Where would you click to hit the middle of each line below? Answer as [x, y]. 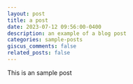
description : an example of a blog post [67, 33]
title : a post [28, 20]
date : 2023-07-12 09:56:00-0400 [54, 27]
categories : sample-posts [45, 40]
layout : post [26, 14]
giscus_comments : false [42, 46]
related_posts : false [39, 53]
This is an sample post [40, 72]
